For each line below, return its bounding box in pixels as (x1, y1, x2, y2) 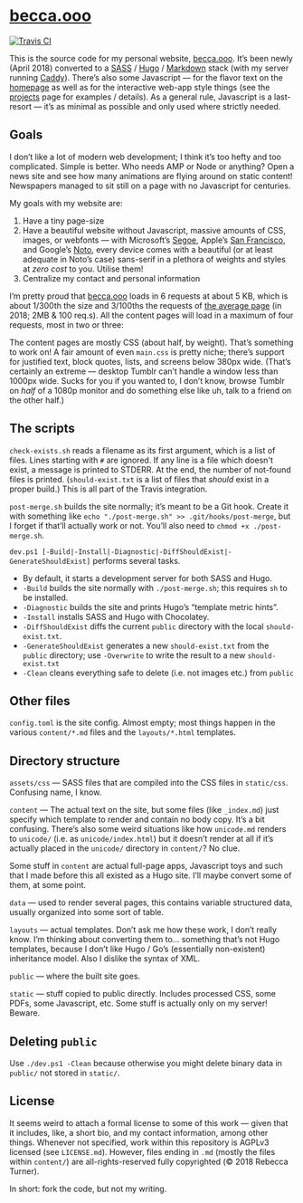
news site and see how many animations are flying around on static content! (9, 170, 293, 181)
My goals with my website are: (9, 197, 124, 208)
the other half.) (9, 395, 65, 406)
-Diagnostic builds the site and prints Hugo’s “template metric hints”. (22, 601, 279, 612)
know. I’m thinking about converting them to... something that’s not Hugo (9, 934, 280, 945)
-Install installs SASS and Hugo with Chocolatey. (22, 611, 210, 622)
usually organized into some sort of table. (9, 907, 165, 918)
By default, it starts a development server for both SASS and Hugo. (22, 572, 273, 584)
